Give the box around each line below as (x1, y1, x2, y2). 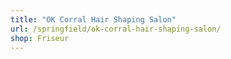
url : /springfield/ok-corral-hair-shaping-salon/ (10, 24, 222, 34)
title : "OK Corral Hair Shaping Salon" (10, 14, 177, 25)
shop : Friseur (10, 33, 70, 43)
